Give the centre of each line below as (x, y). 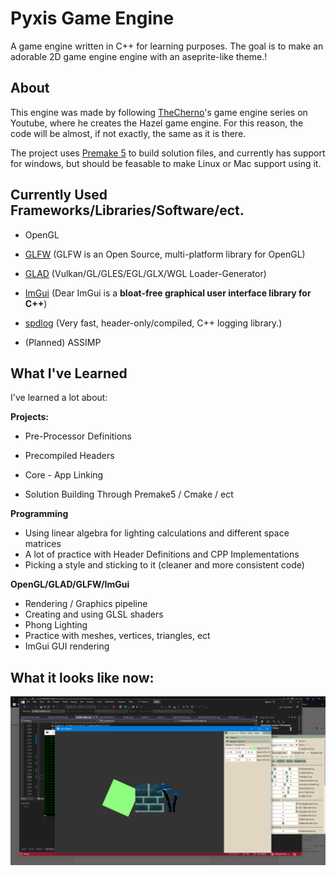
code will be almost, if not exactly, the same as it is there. (128, 133)
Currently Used (59, 195)
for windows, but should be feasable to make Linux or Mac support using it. (166, 163)
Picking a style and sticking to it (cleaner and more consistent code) (164, 565)
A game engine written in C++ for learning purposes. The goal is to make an (167, 46)
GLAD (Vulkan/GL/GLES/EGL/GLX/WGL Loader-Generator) (145, 273)
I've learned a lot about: (59, 398)
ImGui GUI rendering (67, 646)
